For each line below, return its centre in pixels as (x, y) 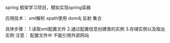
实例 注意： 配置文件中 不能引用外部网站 (47, 35)
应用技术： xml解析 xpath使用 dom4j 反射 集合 (54, 18)
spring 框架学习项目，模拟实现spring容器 (48, 7)
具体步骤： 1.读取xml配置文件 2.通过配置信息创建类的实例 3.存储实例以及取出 (85, 29)
